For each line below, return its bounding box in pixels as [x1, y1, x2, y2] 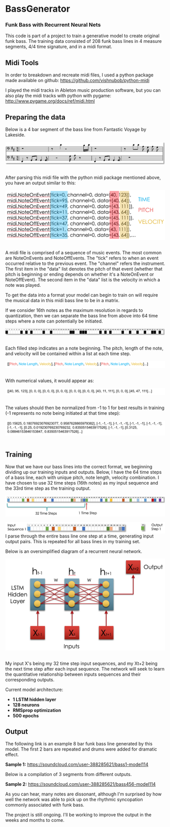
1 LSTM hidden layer [12, 696, 57, 702]
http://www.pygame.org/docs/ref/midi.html [5, 98, 95, 104]
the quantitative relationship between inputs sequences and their [5, 671, 141, 677]
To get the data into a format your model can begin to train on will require [5, 292, 158, 298]
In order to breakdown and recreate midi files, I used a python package [5, 72, 154, 78]
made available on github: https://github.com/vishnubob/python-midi [5, 77, 150, 84]
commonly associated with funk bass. [5, 802, 85, 808]
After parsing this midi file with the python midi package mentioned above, [5, 174, 161, 181]
